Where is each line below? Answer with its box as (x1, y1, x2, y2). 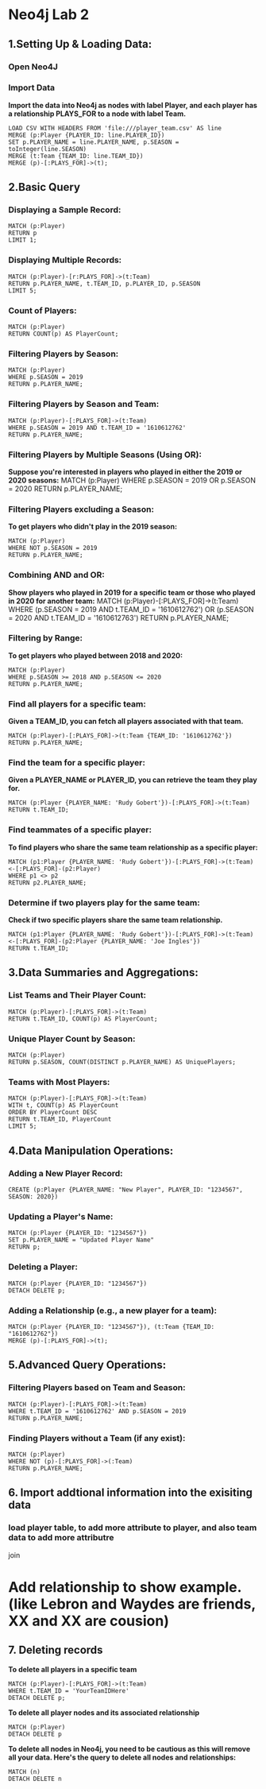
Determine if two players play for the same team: (8, 896, 200, 908)
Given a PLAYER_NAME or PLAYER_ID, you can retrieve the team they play (8, 775, 258, 784)
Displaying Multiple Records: (8, 254, 122, 265)
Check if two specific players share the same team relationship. (8, 916, 223, 925)
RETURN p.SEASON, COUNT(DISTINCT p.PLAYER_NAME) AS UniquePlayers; (8, 1059, 237, 1067)
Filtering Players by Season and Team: (8, 399, 160, 410)
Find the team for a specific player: (8, 757, 145, 769)
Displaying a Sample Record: (8, 204, 121, 215)
